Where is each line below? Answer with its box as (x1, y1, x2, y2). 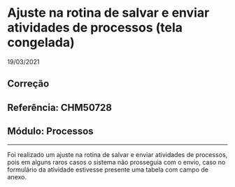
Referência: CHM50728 (7, 101, 113, 113)
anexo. (7, 172, 27, 181)
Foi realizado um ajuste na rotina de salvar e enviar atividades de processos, (7, 150, 228, 158)
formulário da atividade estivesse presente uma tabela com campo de (7, 165, 208, 174)
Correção (7, 78, 50, 90)
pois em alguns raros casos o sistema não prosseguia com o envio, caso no (7, 158, 226, 166)
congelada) (7, 35, 75, 50)
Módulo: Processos (7, 126, 94, 137)
